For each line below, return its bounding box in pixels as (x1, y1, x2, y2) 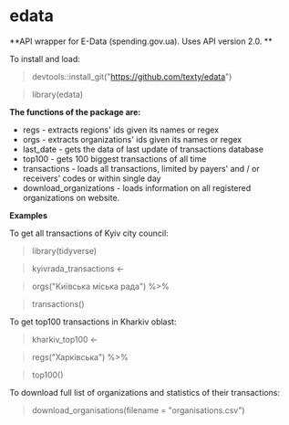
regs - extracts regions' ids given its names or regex (22, 124, 220, 135)
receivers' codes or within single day (22, 173, 161, 184)
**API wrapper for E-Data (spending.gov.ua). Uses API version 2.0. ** (9, 36, 273, 47)
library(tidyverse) (31, 245, 98, 256)
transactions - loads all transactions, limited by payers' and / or (22, 163, 260, 174)
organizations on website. (22, 192, 120, 203)
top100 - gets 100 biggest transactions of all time (22, 153, 207, 165)
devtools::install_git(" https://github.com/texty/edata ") (31, 70, 232, 82)
